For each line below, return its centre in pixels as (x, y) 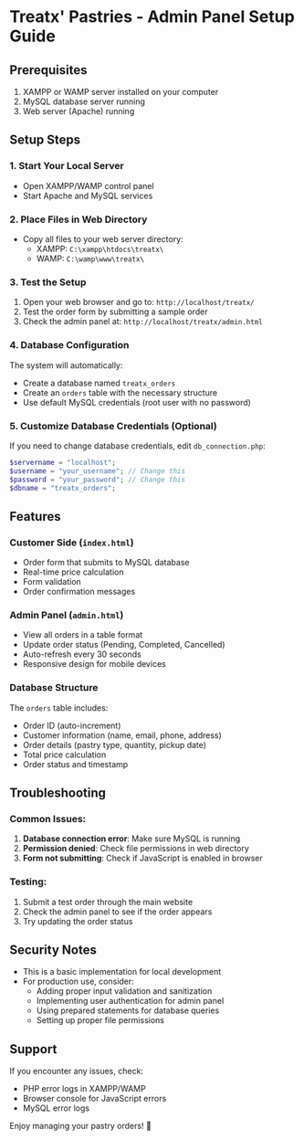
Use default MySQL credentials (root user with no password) (136, 402)
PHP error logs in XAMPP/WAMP (84, 1089)
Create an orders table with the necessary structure (120, 392)
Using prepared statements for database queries (128, 1010)
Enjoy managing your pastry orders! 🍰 (81, 1126)
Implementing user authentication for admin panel (130, 1001)
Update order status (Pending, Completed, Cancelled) (124, 645)
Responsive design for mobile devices (94, 664)
